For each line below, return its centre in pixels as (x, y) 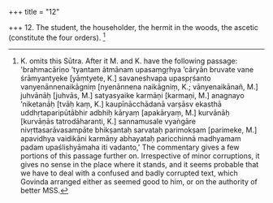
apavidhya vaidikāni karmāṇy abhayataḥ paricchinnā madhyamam (130, 138)
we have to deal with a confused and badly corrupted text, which (129, 173)
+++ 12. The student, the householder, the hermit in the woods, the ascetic (133, 27)
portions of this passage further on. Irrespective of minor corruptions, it (140, 155)
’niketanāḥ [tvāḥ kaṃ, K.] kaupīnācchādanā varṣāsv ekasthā (121, 104)
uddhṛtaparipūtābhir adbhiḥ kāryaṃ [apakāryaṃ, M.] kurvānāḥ (125, 112)
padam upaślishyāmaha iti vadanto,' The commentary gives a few (130, 147)
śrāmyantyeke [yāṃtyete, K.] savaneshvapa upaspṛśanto (115, 78)
